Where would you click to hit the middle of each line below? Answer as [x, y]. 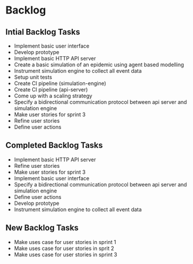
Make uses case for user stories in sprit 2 [64, 248]
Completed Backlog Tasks [54, 145]
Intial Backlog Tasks [43, 32]
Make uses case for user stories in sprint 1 [65, 242]
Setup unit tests [33, 77]
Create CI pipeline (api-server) [51, 89]
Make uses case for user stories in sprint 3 [66, 254]
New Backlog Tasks [42, 228]
